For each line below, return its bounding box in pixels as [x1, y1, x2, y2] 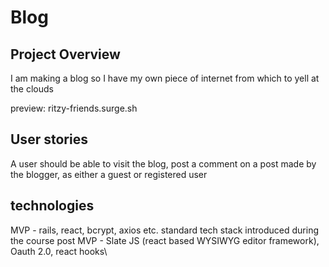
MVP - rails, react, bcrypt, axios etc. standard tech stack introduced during [10, 224, 320, 236]
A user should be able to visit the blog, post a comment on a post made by [10, 157, 317, 170]
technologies [10, 197, 95, 215]
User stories [10, 131, 88, 148]
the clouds [10, 83, 54, 95]
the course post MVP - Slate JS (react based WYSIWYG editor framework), [10, 234, 320, 246]
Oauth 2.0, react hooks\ [10, 245, 108, 257]
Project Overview [10, 46, 121, 63]
